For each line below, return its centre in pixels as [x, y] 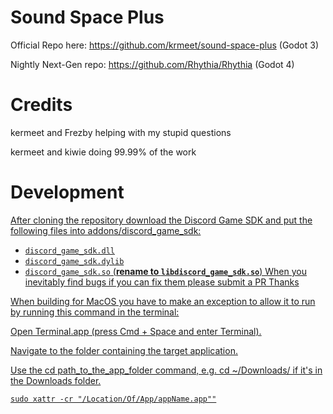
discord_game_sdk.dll [69, 251]
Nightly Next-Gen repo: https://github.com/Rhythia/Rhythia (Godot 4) [152, 64]
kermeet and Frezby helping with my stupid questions [121, 132]
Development [67, 192]
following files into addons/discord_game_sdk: [106, 230]
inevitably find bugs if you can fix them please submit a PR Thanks [162, 282]
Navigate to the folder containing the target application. [124, 350]
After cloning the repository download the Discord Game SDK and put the [161, 220]
